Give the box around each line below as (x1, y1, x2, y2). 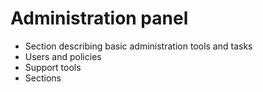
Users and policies (24, 50, 102, 62)
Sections (24, 72, 62, 84)
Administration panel (10, 7, 189, 30)
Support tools (24, 61, 82, 73)
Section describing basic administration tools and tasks (24, 40, 253, 52)
